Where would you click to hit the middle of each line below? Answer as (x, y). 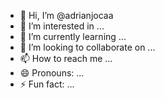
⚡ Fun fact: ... (47, 84)
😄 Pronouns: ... (52, 73)
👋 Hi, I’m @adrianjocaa (66, 15)
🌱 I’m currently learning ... (73, 36)
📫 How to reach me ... (66, 58)
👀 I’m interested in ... (62, 26)
